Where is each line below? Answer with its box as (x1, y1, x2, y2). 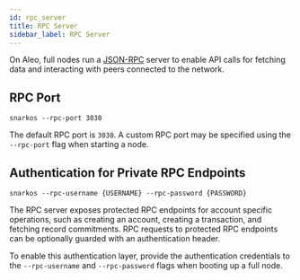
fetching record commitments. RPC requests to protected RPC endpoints (9, 223, 278, 234)
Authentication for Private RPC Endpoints (9, 165, 246, 180)
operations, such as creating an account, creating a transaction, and (9, 214, 262, 224)
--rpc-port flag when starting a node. (9, 139, 149, 150)
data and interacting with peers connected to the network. (9, 64, 225, 74)
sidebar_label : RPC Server (9, 30, 110, 39)
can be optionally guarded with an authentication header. (9, 233, 221, 243)
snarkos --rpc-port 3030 (9, 114, 102, 123)
